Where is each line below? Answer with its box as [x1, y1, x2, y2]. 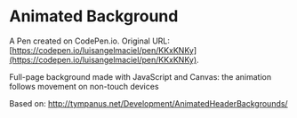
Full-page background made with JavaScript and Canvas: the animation [9, 71, 272, 82]
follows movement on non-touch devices [9, 81, 159, 91]
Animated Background [9, 6, 179, 27]
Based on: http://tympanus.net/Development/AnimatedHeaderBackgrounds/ [9, 98, 288, 108]
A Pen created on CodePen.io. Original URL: [9, 35, 171, 46]
